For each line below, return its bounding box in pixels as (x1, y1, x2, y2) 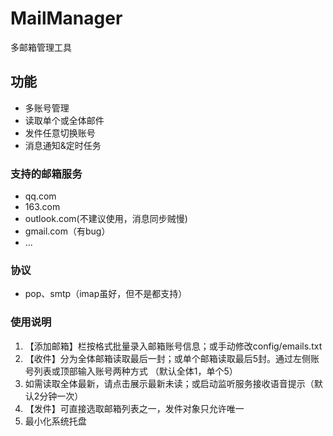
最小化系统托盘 (24, 415, 87, 427)
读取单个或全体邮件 (24, 114, 105, 126)
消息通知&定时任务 (24, 139, 102, 151)
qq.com (24, 190, 57, 202)
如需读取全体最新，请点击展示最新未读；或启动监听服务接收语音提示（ (24, 377, 315, 389)
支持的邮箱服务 (10, 167, 83, 181)
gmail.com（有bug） (24, 225, 111, 237)
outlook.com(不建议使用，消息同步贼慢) (24, 213, 188, 225)
